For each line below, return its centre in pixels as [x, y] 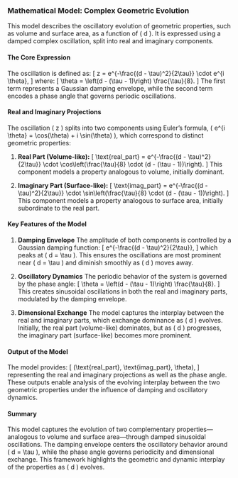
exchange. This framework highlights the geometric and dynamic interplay [116, 460]
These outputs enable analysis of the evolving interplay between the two [114, 382]
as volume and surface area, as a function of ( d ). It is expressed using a [114, 33]
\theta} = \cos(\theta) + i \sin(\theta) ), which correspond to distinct [106, 135]
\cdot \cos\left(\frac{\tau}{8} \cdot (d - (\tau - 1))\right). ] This [132, 164]
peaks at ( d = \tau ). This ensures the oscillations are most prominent [119, 255]
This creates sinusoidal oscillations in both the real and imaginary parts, [123, 291]
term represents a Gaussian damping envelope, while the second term [110, 88]
